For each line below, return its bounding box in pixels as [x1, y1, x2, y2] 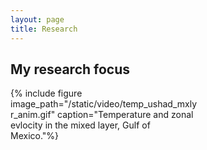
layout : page [10, 14, 65, 25]
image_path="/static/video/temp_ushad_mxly [10, 98, 198, 110]
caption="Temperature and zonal [57, 109, 194, 121]
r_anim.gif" [10, 109, 56, 121]
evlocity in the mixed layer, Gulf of [10, 119, 151, 131]
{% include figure [10, 87, 83, 100]
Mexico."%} [10, 130, 60, 142]
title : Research [10, 24, 78, 34]
